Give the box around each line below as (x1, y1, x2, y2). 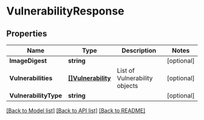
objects (117, 82, 138, 90)
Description (121, 47, 157, 55)
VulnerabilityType (9, 92, 63, 99)
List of (117, 67, 135, 75)
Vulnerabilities (9, 74, 53, 82)
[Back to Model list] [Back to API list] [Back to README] (6, 107, 146, 114)
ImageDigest (9, 56, 47, 65)
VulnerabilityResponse (6, 4, 124, 18)
